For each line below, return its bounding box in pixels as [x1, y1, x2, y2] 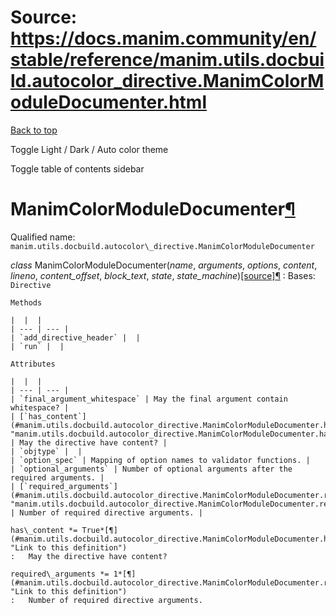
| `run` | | [10, 341, 65, 351]
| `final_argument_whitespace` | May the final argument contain [10, 394, 288, 404]
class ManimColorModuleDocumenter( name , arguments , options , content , [10, 259, 318, 271]
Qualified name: [10, 231, 76, 243]
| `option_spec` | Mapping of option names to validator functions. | [10, 455, 311, 465]
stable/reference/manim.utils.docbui [10, 49, 325, 71]
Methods [10, 297, 43, 308]
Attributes [10, 359, 56, 369]
